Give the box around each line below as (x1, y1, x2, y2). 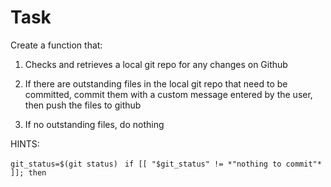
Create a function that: (10, 39, 103, 51)
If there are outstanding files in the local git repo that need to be (24, 77, 288, 90)
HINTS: (10, 137, 40, 150)
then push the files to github (24, 99, 142, 111)
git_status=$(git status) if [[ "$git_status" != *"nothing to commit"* (10, 159, 322, 169)
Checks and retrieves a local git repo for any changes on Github (24, 58, 288, 70)
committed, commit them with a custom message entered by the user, (24, 88, 313, 100)
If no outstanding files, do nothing (24, 118, 165, 130)
